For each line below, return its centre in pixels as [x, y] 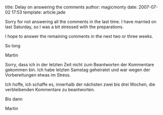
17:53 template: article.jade [39, 12]
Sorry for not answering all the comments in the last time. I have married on [81, 22]
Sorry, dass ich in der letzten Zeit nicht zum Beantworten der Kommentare [80, 65]
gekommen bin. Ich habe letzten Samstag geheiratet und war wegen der [78, 70]
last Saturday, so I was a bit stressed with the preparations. [64, 27]
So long [13, 46]
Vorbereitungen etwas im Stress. [38, 75]
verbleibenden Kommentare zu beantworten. [50, 89]
